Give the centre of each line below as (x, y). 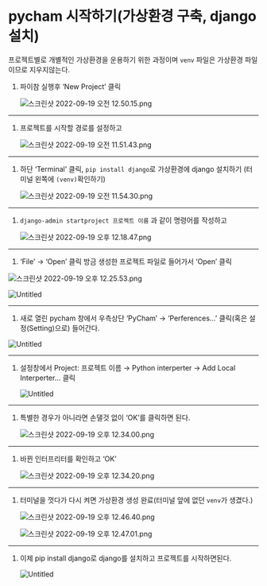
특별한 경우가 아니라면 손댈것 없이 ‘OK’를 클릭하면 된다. (105, 417)
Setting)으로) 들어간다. (64, 328)
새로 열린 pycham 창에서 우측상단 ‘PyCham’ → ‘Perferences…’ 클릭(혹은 (133, 318)
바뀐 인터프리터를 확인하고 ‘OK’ (68, 459)
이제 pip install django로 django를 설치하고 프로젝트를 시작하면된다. (126, 558)
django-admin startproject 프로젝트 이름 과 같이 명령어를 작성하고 (124, 220)
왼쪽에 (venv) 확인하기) (70, 179)
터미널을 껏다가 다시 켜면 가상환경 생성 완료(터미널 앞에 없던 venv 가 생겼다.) (136, 500)
